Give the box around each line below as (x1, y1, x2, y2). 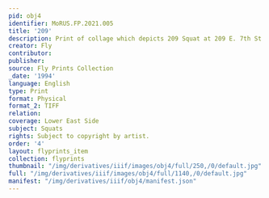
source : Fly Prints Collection (8, 65, 114, 73)
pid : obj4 (8, 11, 42, 20)
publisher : (8, 57, 45, 65)
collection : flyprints (8, 154, 85, 162)
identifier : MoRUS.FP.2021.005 (8, 19, 114, 27)
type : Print (8, 86, 48, 95)
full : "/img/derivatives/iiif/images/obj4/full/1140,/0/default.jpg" (8, 170, 248, 178)
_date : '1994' (8, 72, 57, 80)
